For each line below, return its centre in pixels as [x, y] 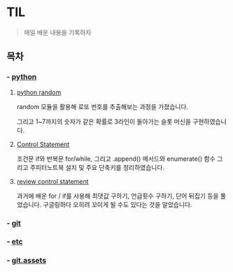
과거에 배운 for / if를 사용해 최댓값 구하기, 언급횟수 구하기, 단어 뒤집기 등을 [118, 196]
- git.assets [27, 261]
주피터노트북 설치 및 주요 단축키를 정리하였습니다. [97, 167]
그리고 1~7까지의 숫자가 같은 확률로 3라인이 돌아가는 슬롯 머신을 [104, 121]
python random [39, 92]
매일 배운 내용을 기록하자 [57, 32]
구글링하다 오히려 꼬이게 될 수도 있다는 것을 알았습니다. [118, 204]
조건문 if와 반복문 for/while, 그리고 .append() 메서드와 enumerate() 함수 [116, 159]
